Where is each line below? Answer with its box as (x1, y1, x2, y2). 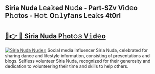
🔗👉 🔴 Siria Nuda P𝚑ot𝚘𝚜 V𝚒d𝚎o (5, 32, 106, 40)
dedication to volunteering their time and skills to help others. (5, 63, 129, 69)
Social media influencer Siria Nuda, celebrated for (47, 48, 148, 53)
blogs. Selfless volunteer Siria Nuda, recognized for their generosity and (5, 58, 151, 64)
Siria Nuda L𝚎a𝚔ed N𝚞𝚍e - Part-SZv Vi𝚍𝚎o (5, 4, 138, 12)
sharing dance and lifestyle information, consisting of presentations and (5, 53, 150, 58)
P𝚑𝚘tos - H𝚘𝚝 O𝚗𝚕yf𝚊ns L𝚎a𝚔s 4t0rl (5, 12, 121, 20)
